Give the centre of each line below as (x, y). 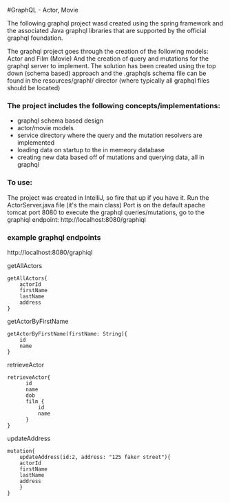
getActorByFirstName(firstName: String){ (67, 333)
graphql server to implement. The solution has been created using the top (112, 66)
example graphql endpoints (54, 237)
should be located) (34, 88)
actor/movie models (45, 128)
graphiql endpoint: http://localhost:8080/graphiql (76, 219)
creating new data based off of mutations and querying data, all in (111, 157)
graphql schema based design (60, 121)
